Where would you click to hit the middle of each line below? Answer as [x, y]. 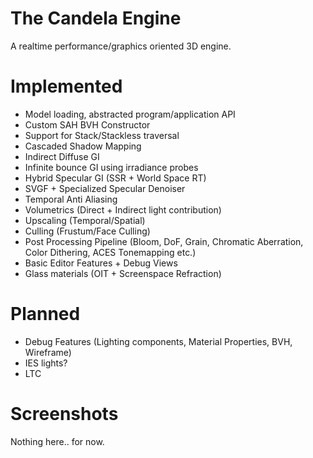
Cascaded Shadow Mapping [83, 146]
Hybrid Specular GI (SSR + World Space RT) [115, 178]
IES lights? [46, 363]
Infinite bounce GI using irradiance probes [111, 167]
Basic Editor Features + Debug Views [101, 263]
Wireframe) [48, 352]
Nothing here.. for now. [57, 441]
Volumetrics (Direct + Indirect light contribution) [123, 209]
